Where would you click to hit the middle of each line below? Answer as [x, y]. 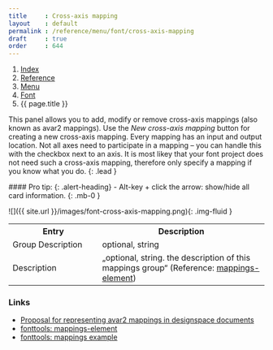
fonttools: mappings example [69, 337]
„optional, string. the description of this [176, 258]
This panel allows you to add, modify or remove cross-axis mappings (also [133, 119]
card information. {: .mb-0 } [54, 196]
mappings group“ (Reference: [158, 268]
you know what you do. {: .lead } [63, 171]
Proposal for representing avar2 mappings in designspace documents [137, 320]
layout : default [43, 24]
